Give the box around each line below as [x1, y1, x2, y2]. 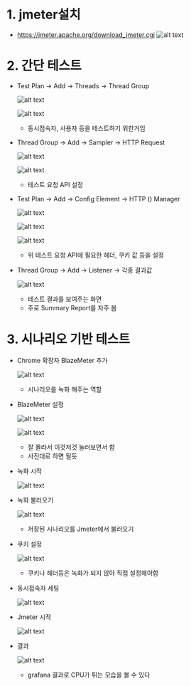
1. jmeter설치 [6, 6, 81, 23]
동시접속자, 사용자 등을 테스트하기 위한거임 [27, 124, 146, 132]
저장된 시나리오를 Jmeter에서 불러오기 [27, 524, 134, 533]
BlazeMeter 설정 [16, 400, 65, 408]
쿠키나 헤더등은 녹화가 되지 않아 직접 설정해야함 [27, 569, 159, 577]
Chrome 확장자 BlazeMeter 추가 [16, 356, 108, 364]
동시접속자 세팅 [16, 584, 60, 592]
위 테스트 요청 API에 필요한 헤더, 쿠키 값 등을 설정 [27, 250, 165, 259]
